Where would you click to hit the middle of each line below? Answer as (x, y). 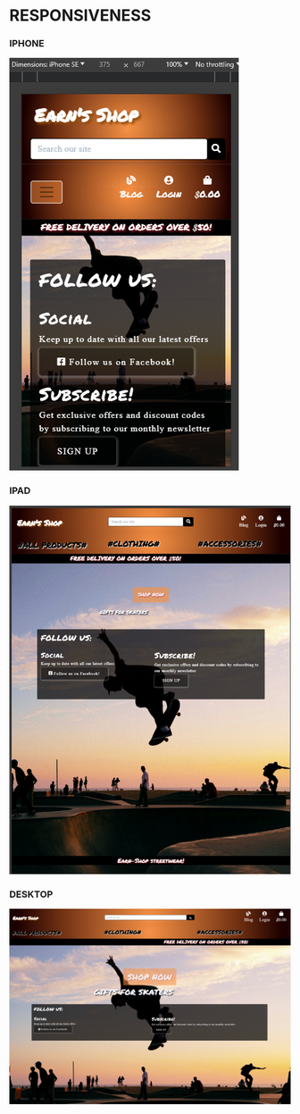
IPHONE (27, 44)
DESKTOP (31, 894)
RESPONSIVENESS (80, 16)
